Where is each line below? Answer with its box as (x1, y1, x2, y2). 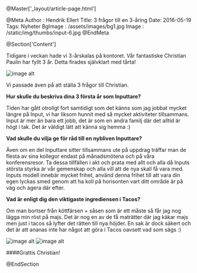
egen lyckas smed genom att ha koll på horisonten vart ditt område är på (6, 178, 183, 185)
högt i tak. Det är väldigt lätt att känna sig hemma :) (6, 123, 131, 130)
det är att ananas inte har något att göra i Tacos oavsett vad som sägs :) (6, 226, 182, 233)
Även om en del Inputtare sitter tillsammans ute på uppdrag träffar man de (6, 147, 186, 153)
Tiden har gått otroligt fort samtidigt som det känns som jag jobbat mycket (6, 104, 187, 112)
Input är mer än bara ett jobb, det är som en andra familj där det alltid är (6, 117, 180, 124)
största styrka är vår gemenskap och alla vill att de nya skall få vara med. (6, 166, 184, 172)
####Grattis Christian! (6, 249, 60, 256)
